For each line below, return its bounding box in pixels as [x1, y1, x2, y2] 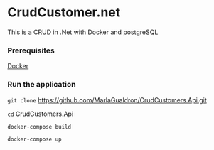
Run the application [7, 80, 76, 90]
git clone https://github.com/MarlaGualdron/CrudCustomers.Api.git [7, 95, 208, 104]
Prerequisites [7, 45, 55, 55]
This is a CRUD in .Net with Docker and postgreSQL [7, 28, 159, 36]
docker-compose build [7, 123, 72, 130]
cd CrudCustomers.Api [7, 109, 74, 118]
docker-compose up [7, 136, 62, 143]
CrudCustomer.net [7, 4, 121, 21]
